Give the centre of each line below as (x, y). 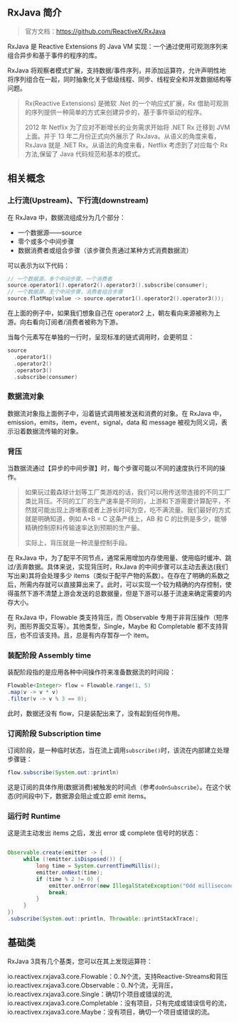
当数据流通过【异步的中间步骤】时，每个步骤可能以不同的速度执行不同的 (113, 468)
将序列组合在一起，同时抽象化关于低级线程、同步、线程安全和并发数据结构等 (119, 79)
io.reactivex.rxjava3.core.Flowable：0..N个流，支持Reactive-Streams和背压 (118, 976)
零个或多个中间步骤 (46, 241)
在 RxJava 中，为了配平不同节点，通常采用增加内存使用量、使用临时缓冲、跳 (119, 557)
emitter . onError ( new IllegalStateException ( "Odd (122, 886)
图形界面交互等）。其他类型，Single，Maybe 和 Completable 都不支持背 (124, 626)
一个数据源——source (50, 232)
